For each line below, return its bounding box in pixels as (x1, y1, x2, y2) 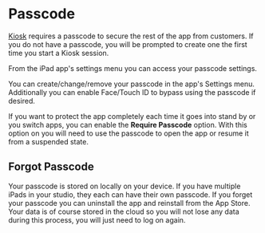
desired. (8, 96, 36, 105)
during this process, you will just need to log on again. (8, 215, 186, 224)
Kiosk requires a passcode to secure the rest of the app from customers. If (8, 31, 254, 41)
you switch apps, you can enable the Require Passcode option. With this (8, 120, 247, 129)
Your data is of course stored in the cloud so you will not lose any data (8, 207, 239, 216)
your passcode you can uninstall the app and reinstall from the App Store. (8, 198, 251, 207)
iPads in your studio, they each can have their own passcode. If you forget (8, 189, 253, 199)
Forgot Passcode (8, 160, 94, 174)
